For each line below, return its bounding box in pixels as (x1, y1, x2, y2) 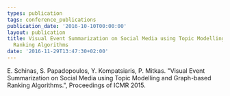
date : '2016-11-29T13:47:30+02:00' (7, 48, 109, 55)
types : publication (7, 10, 63, 17)
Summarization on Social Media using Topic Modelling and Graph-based (7, 74, 212, 82)
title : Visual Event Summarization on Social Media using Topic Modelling (7, 35, 225, 42)
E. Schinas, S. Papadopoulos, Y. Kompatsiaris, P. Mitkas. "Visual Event (7, 66, 205, 75)
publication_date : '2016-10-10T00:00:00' (7, 22, 127, 29)
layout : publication (7, 29, 66, 36)
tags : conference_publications (7, 16, 97, 23)
